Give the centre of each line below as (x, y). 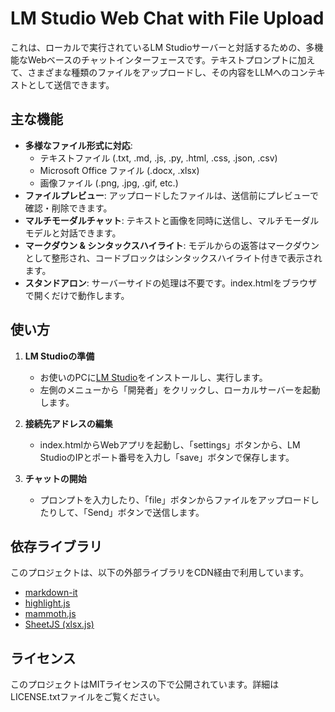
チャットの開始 (55, 478)
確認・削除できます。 (68, 208)
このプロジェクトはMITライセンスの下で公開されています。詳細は (145, 684)
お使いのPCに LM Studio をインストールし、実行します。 (153, 377)
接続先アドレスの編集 (68, 423)
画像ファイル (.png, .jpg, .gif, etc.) (109, 183)
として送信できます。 (71, 84)
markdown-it (51, 593)
